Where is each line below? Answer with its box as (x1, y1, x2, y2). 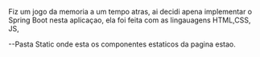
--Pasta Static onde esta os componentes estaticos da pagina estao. (8, 39, 236, 49)
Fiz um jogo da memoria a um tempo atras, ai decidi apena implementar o (8, 7, 253, 16)
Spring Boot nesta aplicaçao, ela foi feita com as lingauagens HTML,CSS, (8, 15, 251, 25)
